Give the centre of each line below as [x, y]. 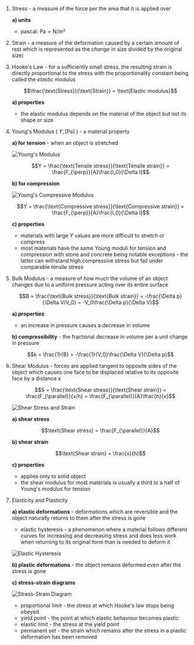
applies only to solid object [53, 476]
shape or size [37, 120]
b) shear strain [30, 442]
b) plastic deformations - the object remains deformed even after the [96, 565]
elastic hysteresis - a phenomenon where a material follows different [104, 529]
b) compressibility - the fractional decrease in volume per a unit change [100, 337]
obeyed [30, 612]
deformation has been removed [59, 637]
